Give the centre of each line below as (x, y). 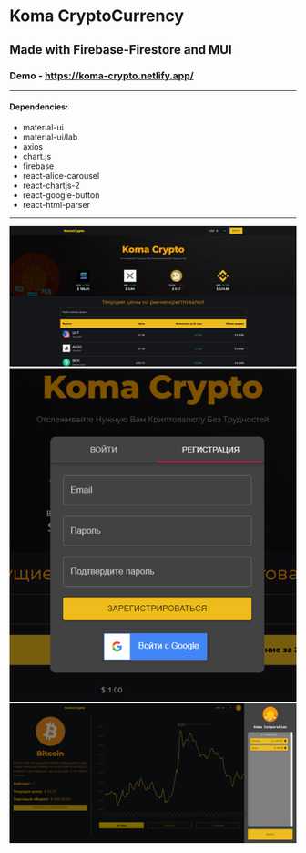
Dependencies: (39, 107)
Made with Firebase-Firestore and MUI (121, 50)
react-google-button (61, 195)
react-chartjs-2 (51, 186)
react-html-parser (56, 205)
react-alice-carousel (61, 176)
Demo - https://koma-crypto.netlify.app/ (102, 76)
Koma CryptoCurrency (97, 16)
